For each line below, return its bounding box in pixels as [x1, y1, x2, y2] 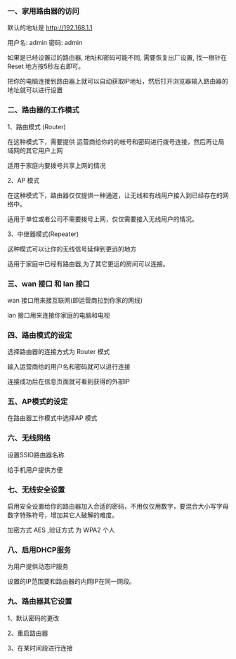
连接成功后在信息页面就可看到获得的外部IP [7, 377, 130, 386]
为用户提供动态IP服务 [7, 562, 69, 570]
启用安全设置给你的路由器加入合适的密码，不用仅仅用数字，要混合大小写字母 [7, 502, 229, 511]
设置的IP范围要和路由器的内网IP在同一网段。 [7, 578, 136, 586]
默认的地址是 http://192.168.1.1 [7, 23, 93, 32]
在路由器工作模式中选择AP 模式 [7, 414, 98, 422]
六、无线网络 [7, 433, 51, 443]
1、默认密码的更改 [7, 613, 60, 622]
